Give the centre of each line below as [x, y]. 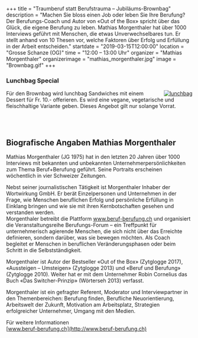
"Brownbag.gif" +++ [31, 65]
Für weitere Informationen [38, 323]
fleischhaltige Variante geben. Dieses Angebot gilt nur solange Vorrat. [91, 106]
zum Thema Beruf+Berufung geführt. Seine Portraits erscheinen [84, 170]
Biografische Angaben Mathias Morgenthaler [91, 143]
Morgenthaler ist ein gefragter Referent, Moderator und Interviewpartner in [97, 292]
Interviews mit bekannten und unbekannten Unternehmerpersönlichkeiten [96, 163]
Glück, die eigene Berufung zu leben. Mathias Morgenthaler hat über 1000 [96, 27]
